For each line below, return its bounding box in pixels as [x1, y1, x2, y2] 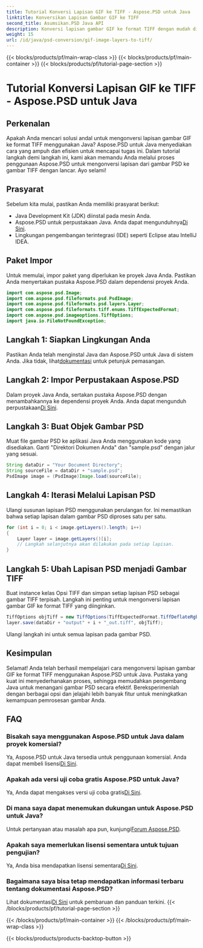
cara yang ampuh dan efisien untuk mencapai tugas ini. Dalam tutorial [6, 147, 180, 155]
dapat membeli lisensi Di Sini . [6, 760, 78, 767]
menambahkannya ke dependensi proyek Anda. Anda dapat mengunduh [6, 397, 187, 405]
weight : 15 [6, 32, 34, 38]
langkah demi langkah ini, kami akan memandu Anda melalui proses [6, 154, 175, 161]
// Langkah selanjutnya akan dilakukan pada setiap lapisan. [17, 541, 174, 548]
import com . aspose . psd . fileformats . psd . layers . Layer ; [6, 301, 145, 307]
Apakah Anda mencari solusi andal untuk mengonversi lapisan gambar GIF [6, 135, 192, 141]
